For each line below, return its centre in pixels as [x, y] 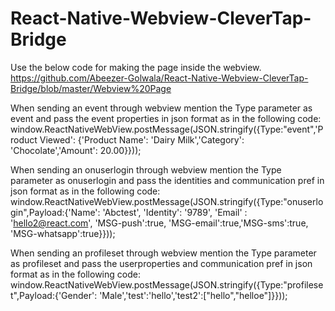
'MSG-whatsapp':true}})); [63, 233]
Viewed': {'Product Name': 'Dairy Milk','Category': [142, 139]
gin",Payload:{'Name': [55, 212]
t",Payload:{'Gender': [54, 295]
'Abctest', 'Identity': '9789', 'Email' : [175, 212]
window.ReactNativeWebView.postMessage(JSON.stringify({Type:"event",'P [167, 129]
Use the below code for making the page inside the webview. [136, 67]
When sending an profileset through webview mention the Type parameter [163, 253]
